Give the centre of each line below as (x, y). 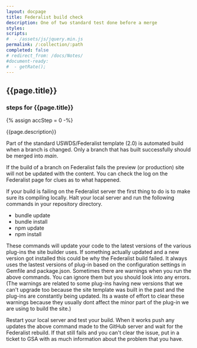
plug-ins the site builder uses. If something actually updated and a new (93, 252)
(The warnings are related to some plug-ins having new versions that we (94, 283)
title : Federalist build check (45, 17)
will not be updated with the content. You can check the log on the (87, 174)
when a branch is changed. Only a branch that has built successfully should (98, 150)
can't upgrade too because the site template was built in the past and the (95, 290)
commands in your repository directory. (54, 204)
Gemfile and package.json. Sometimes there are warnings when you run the (99, 271)
